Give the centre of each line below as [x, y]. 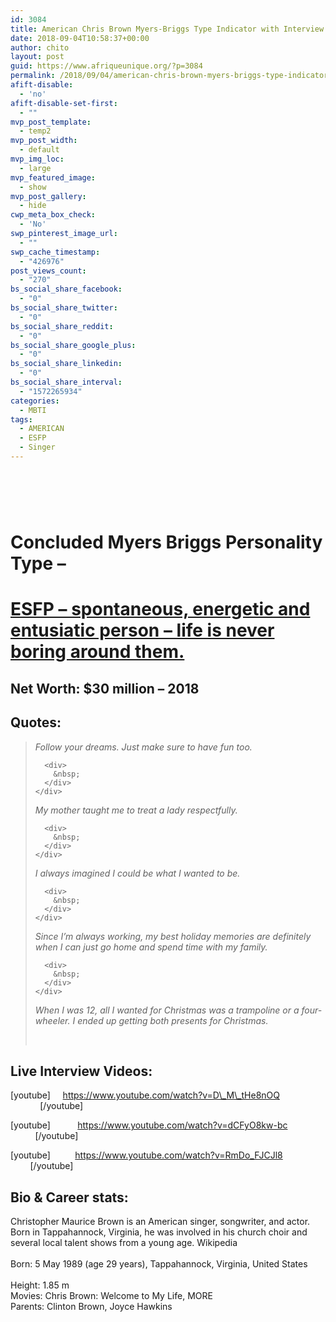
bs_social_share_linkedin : [66, 364]
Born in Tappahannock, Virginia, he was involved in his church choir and [159, 1232]
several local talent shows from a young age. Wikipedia [124, 1243]
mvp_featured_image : [53, 177]
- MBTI [33, 410]
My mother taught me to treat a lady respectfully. [136, 810]
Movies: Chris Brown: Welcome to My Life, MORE [111, 1296]
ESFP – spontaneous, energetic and [160, 609]
